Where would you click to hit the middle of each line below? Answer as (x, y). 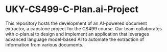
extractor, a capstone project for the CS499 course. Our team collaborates (84, 28)
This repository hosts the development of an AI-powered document (76, 23)
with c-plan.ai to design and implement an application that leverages (77, 34)
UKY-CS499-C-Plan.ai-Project (72, 9)
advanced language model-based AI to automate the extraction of (75, 39)
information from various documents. (44, 44)
